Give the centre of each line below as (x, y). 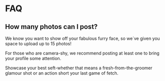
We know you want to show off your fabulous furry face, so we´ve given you (82, 38)
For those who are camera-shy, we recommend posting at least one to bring (82, 53)
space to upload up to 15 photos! (38, 44)
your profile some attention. (33, 58)
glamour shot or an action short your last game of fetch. (62, 73)
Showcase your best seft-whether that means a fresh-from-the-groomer (79, 68)
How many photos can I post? (51, 27)
